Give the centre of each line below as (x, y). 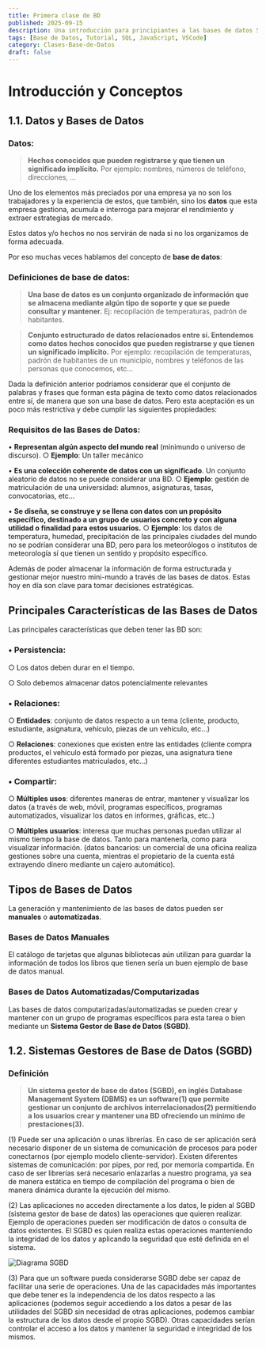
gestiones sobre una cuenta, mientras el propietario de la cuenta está (122, 856)
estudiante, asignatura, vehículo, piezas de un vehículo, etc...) (109, 728)
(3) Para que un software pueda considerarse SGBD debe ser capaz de (125, 1278)
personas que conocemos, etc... (80, 369)
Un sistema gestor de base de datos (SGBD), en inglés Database (135, 1091)
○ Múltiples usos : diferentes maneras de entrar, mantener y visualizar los (129, 799)
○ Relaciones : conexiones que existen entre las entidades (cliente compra (130, 744)
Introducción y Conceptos (96, 91)
